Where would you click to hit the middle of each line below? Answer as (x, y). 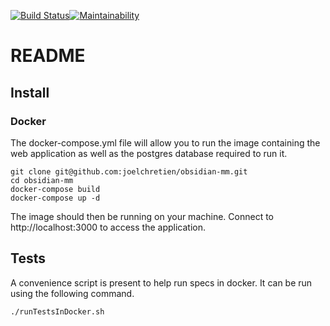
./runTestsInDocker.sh (57, 311)
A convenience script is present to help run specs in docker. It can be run (161, 282)
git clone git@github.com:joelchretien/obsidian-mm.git (129, 171)
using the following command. (72, 293)
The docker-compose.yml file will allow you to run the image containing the (165, 142)
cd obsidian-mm (42, 180)
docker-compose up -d (55, 198)
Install (30, 92)
